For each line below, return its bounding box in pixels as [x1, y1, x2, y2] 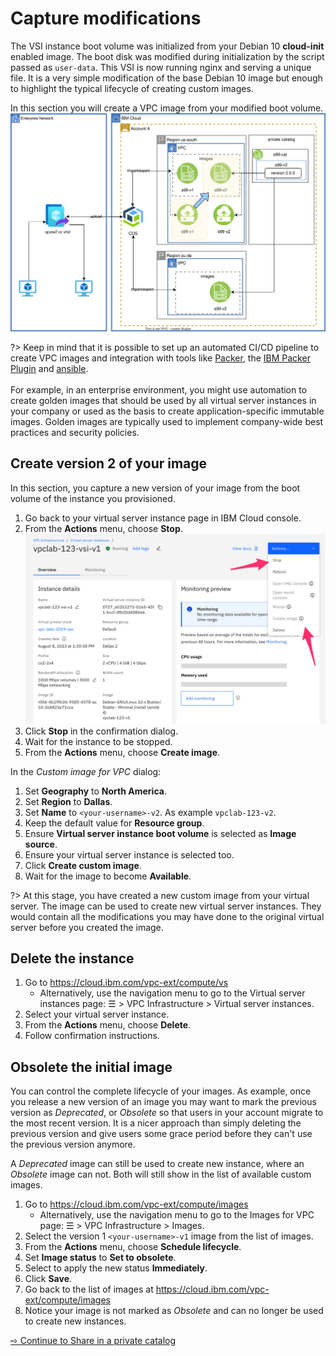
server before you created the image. [10, 921, 164, 933]
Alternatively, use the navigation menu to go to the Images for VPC [39, 1209, 315, 1221]
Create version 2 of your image [10, 455, 208, 472]
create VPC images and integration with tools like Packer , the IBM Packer [10, 352, 311, 364]
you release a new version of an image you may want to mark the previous [10, 1096, 317, 1108]
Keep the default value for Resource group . [24, 817, 205, 829]
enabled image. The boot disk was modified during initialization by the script [10, 50, 325, 62]
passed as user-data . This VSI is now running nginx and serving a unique [10, 61, 312, 73]
